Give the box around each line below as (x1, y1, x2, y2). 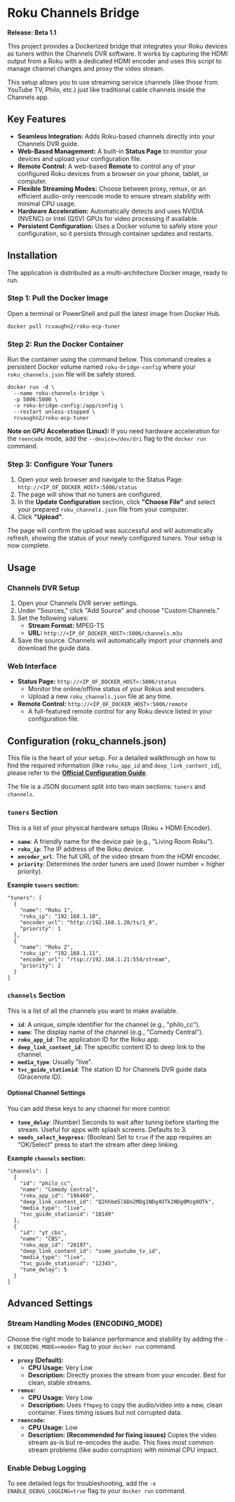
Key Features (7, 113, 67, 125)
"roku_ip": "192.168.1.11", (20, 949, 102, 957)
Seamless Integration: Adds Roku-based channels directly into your (17, 132, 215, 140)
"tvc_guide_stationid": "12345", (20, 1260, 118, 1268)
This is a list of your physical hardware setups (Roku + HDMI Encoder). (7, 823, 212, 832)
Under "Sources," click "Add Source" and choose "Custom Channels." (17, 607, 220, 615)
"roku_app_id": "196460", (20, 1192, 96, 1199)
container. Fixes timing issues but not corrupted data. (27, 1408, 182, 1416)
